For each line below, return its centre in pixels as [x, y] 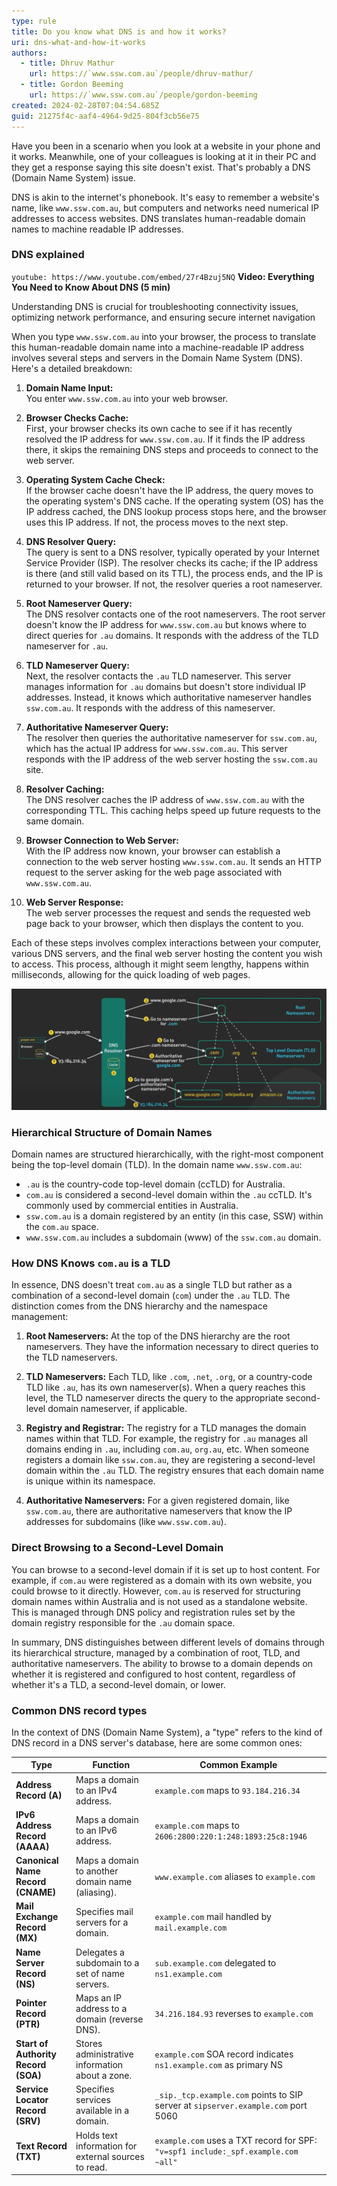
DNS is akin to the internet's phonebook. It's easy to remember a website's [165, 197]
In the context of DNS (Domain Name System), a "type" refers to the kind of [167, 1732]
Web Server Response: [74, 902]
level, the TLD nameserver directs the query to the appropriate [154, 1398]
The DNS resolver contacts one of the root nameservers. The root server [175, 614]
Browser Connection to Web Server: [102, 840]
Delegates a [100, 1952]
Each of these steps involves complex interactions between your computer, [166, 942]
